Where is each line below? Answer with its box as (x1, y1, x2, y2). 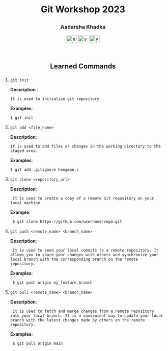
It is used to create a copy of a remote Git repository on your (12, 195, 154, 201)
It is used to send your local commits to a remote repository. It (12, 247, 159, 253)
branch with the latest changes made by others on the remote (10, 317, 145, 322)
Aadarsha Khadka (60, 23, 106, 31)
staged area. (10, 148, 38, 154)
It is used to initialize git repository (10, 96, 99, 102)
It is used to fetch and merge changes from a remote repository (12, 309, 154, 314)
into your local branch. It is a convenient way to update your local (10, 313, 163, 318)
